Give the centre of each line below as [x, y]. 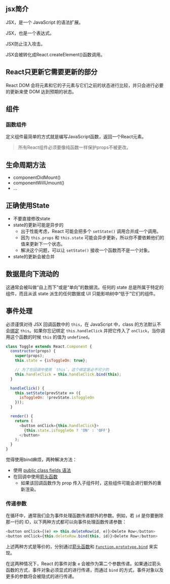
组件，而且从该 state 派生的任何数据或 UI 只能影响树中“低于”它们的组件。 [82, 293]
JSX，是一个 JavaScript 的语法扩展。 [45, 22]
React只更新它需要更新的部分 [52, 72]
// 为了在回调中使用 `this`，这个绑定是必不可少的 [62, 370]
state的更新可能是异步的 [38, 225]
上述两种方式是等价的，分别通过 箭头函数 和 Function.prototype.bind [77, 547]
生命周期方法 [26, 165]
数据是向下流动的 [32, 274]
